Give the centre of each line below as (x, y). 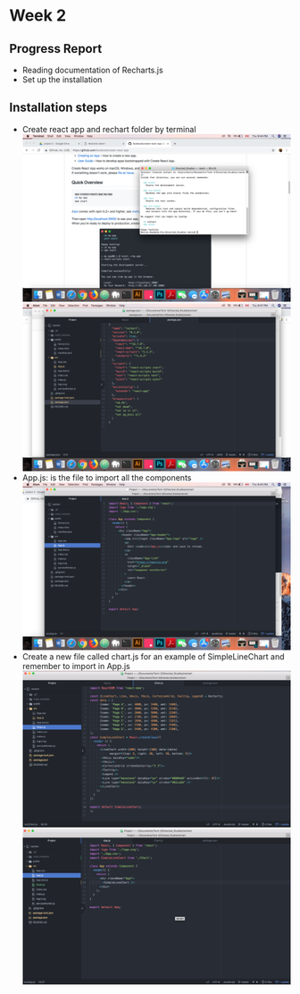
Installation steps (58, 108)
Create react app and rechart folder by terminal (109, 129)
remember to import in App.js (76, 667)
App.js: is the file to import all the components (107, 478)
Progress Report (56, 49)
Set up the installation (62, 80)
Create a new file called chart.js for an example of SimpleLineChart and (153, 657)
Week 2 (38, 16)
